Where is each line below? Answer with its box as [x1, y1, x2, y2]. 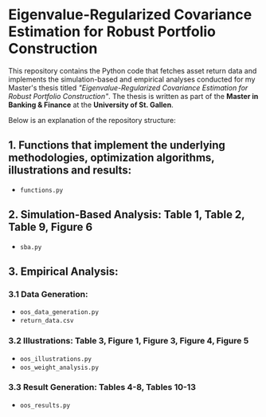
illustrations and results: [8, 164, 132, 177]
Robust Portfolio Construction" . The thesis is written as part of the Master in [8, 91, 259, 101]
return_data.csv [19, 317, 74, 325]
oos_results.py [19, 401, 71, 409]
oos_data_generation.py [19, 308, 100, 316]
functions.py [19, 186, 64, 194]
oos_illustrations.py [19, 355, 92, 363]
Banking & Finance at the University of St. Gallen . [8, 100, 174, 109]
